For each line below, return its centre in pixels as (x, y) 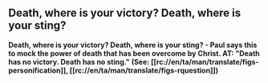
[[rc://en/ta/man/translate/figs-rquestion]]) (144, 70)
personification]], (38, 70)
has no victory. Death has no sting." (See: (79, 61)
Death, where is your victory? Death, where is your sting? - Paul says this (133, 45)
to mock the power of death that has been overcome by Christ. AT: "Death (134, 53)
